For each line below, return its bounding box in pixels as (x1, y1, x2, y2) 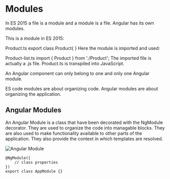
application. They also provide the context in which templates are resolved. (5, 136, 163, 142)
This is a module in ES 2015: (5, 35, 64, 41)
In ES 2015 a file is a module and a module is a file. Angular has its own (5, 20, 154, 26)
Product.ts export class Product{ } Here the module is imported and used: (5, 45, 160, 51)
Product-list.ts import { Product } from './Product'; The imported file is (5, 55, 152, 61)
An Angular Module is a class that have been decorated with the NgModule (5, 119, 163, 125)
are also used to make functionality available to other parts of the (5, 130, 142, 136)
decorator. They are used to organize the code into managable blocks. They (5, 124, 165, 131)
